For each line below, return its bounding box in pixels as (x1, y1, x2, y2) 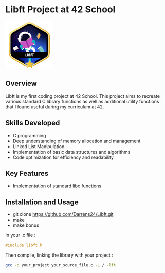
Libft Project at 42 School (5, 4, 116, 15)
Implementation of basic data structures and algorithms (12, 149, 131, 155)
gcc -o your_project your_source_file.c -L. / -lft (5, 263, 116, 268)
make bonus (12, 222, 40, 228)
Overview (5, 79, 38, 88)
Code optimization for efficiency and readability (12, 154, 114, 160)
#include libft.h (5, 243, 43, 248)
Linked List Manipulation (12, 143, 65, 150)
